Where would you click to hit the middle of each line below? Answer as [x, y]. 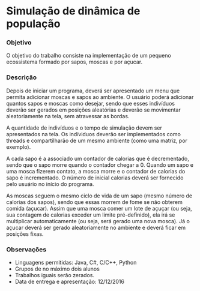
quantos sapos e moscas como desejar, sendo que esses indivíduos [91, 103]
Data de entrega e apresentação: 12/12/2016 [70, 282]
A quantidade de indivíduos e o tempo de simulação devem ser [84, 128]
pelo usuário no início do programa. [50, 184]
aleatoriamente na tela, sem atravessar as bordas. [68, 116]
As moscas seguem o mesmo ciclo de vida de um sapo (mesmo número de [99, 196]
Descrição [22, 77]
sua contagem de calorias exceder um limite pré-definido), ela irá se [91, 215]
